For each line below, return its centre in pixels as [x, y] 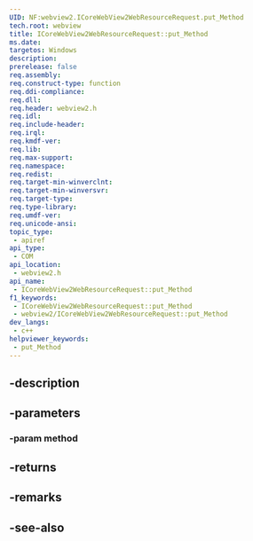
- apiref [29, 240]
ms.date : [25, 42]
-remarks [36, 498]
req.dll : [25, 100]
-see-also [37, 527]
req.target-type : [41, 199]
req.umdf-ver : [36, 215]
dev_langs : [29, 323]
